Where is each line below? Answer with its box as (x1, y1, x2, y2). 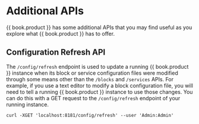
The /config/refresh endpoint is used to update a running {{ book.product (6, 63, 189, 70)
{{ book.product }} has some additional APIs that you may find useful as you (6, 24, 192, 31)
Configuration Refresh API (6, 47, 106, 58)
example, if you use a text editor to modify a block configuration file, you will (6, 82, 193, 89)
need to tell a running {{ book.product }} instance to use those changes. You (6, 88, 193, 96)
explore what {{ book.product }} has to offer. (6, 30, 115, 37)
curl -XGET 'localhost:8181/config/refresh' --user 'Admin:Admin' (6, 112, 174, 118)
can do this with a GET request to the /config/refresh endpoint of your (6, 94, 181, 101)
